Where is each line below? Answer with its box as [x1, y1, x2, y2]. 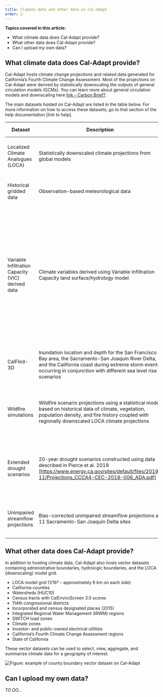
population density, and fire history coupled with [38, 412, 149, 419]
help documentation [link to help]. [5, 112, 73, 118]
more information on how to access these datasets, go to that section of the [5, 107, 157, 113]
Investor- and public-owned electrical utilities [12, 626, 103, 632]
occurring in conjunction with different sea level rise [38, 367, 157, 374]
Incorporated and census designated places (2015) [12, 605, 114, 611]
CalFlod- [7, 358, 28, 365]
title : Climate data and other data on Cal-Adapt [5, 7, 108, 12]
